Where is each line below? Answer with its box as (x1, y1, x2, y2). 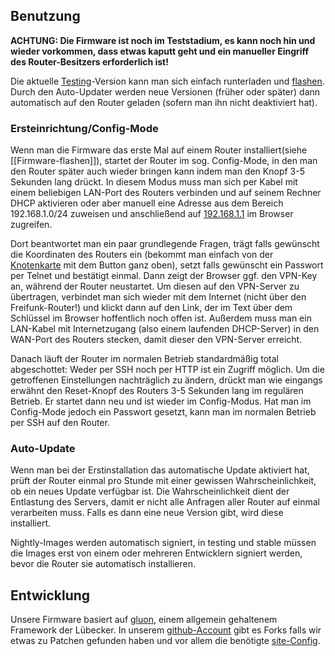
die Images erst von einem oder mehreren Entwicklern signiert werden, (10, 547, 303, 559)
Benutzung (10, 8, 81, 25)
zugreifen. (10, 219, 53, 231)
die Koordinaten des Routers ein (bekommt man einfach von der (10, 249, 274, 261)
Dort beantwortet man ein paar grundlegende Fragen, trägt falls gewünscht (10, 238, 320, 250)
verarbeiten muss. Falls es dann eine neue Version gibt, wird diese (10, 507, 284, 519)
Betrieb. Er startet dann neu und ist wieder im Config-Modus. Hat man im (10, 395, 312, 408)
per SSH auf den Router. (10, 417, 110, 429)
